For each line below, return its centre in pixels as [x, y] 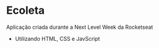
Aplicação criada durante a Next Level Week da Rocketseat [80, 27]
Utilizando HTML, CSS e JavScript [58, 38]
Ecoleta [26, 10]
